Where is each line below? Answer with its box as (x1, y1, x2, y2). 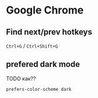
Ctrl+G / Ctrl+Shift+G (6, 42, 58, 49)
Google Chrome (6, 4, 84, 17)
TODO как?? (6, 75, 36, 82)
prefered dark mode (6, 59, 80, 69)
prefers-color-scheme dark (6, 86, 72, 92)
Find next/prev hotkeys (6, 27, 92, 37)
